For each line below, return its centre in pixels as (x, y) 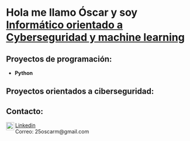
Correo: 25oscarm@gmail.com (52, 132)
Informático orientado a (65, 25)
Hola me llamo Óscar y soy (72, 13)
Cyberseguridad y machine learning (96, 37)
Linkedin (26, 125)
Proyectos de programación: (59, 59)
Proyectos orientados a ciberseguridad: (80, 92)
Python (24, 73)
